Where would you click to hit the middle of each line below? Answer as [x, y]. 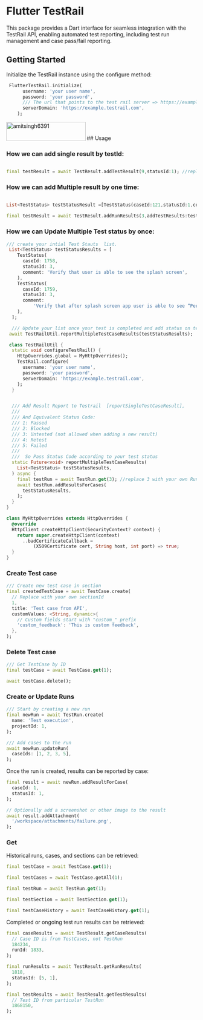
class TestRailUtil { [36, 345]
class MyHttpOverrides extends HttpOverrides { [67, 518]
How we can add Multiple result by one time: [73, 187]
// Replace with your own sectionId [58, 597]
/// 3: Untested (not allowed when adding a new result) [85, 434]
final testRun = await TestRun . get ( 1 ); [56, 889]
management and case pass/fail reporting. [59, 41]
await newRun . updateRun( [37, 748]
